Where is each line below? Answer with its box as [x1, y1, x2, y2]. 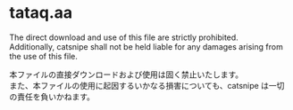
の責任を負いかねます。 [9, 91, 96, 102]
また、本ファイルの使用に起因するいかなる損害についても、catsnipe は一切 [9, 80, 285, 90]
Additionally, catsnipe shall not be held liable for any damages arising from [9, 41, 283, 51]
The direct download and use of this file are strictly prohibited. [9, 32, 239, 43]
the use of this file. [9, 51, 78, 61]
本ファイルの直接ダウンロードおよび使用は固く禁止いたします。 [9, 69, 244, 80]
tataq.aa [9, 3, 73, 23]
